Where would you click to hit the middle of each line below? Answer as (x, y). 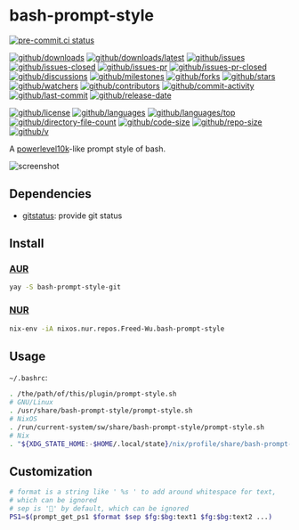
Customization (51, 472)
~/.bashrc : (28, 378)
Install (27, 244)
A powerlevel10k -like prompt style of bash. (88, 149)
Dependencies (50, 194)
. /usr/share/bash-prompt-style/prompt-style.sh (101, 411)
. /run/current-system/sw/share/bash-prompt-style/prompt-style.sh (137, 427)
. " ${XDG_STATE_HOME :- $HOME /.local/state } (89, 444)
